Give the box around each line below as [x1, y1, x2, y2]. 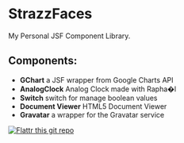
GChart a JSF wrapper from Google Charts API [19, 75, 174, 84]
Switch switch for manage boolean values [19, 93, 158, 102]
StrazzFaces [8, 5, 93, 23]
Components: [8, 54, 78, 68]
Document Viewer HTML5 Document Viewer [19, 101, 167, 111]
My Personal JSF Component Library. [8, 31, 131, 41]
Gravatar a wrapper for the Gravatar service [19, 110, 165, 119]
